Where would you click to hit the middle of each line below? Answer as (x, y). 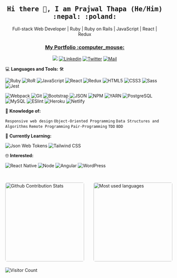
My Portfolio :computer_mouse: (85, 47)
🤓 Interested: (19, 156)
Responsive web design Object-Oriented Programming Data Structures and (82, 121)
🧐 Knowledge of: (23, 111)
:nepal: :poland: (85, 17)
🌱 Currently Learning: (28, 136)
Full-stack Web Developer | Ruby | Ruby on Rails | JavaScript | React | (85, 29)
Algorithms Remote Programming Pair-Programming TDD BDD (64, 127)
